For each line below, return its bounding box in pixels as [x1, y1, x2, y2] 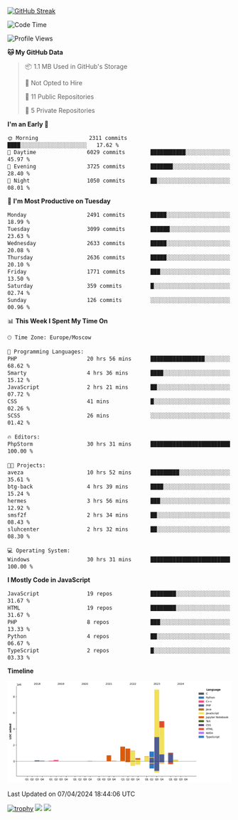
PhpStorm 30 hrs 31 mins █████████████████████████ [7, 441, 231, 448]
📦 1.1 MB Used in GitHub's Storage [24, 63, 128, 70]
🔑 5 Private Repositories [24, 107, 96, 114]
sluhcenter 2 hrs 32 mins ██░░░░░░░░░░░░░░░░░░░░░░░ [7, 526, 231, 533]
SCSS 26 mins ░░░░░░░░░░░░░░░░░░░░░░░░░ [7, 412, 231, 419]
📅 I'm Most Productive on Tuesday [7, 197, 112, 205]
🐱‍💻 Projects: [7, 462, 46, 469]
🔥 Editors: [7, 433, 40, 441]
